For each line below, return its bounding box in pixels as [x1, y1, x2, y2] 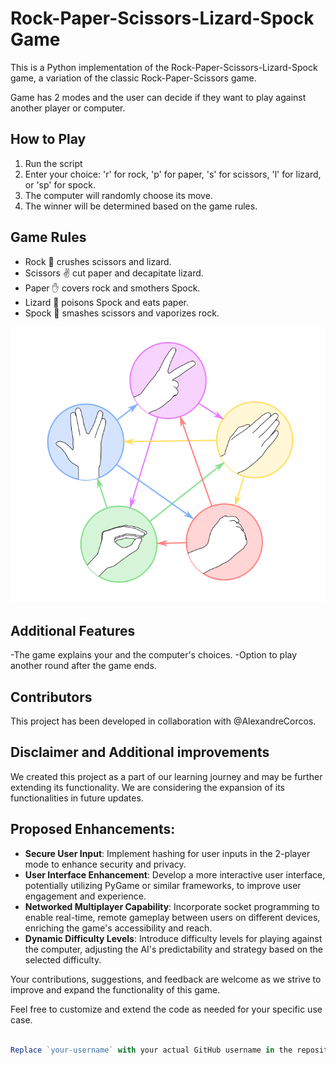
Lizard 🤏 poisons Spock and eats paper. [24, 296, 189, 308]
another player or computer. [10, 102, 126, 114]
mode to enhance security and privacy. [24, 858, 187, 870]
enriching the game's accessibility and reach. [24, 922, 213, 934]
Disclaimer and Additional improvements [10, 744, 270, 761]
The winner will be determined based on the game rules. [24, 200, 258, 212]
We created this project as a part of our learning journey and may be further [10, 770, 323, 782]
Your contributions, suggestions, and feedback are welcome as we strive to [10, 973, 322, 985]
